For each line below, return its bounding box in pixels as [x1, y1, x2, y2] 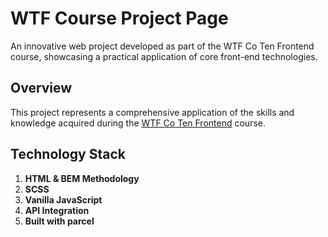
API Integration [24, 204, 90, 216]
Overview [10, 80, 73, 97]
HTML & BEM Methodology [24, 172, 140, 184]
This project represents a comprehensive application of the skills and [10, 106, 295, 118]
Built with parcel [24, 215, 95, 227]
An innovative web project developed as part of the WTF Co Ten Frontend [10, 40, 315, 52]
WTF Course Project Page [10, 7, 229, 30]
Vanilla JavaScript [24, 193, 103, 206]
